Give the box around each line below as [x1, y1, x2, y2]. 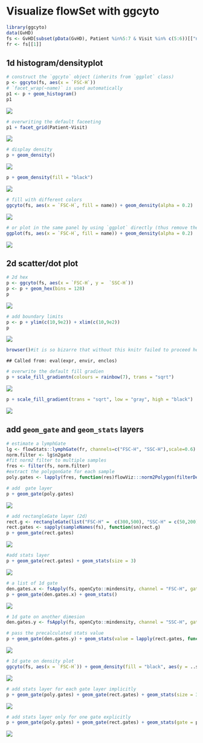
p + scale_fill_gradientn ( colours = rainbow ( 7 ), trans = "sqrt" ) [6, 374, 175, 381]
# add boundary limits [6, 313, 63, 319]
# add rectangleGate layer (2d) [6, 513, 88, 519]
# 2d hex [6, 274, 28, 281]
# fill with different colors [6, 197, 83, 203]
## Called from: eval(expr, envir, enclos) [6, 358, 118, 364]
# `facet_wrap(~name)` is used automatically [6, 85, 123, 91]
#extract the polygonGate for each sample [6, 469, 115, 475]
